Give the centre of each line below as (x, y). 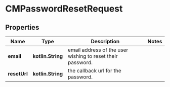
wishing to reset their (93, 56)
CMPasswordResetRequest (64, 9)
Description (105, 41)
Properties (22, 27)
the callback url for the (94, 71)
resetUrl (18, 74)
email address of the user (98, 50)
